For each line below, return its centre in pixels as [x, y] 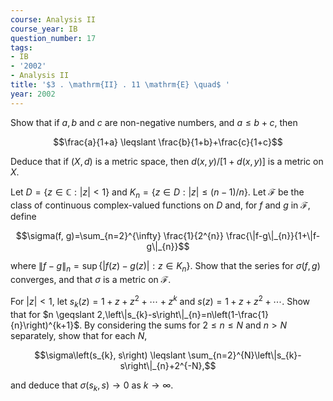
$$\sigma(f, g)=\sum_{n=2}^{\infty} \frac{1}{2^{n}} [120, 236]
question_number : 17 [53, 38]
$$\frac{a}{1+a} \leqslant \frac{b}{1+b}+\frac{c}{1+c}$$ [168, 142]
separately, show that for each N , [79, 335]
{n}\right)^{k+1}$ [45, 325]
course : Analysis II [53, 19]
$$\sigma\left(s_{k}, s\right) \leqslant [110, 355]
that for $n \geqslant [52, 314]
